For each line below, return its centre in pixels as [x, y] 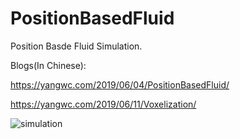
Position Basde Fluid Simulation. [76, 46]
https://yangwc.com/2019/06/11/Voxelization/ [103, 104]
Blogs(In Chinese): [48, 65]
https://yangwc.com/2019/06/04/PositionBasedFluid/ [120, 84]
